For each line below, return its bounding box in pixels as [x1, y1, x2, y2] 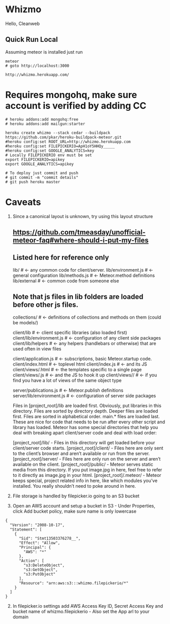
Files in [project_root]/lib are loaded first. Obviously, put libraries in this [12, 402, 162, 409]
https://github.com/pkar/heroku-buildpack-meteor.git [5, 134, 122, 140]
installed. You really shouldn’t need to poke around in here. [12, 483, 136, 489]
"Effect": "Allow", [18, 540, 60, 545]
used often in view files [12, 346, 62, 352]
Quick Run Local [5, 35, 58, 44]
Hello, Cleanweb [5, 20, 40, 27]
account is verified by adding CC [5, 100, 147, 111]
